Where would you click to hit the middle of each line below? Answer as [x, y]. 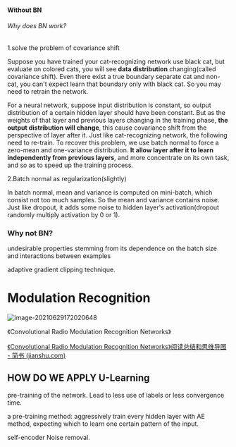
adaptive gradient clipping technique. [61, 270]
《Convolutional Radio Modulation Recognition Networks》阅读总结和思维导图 [117, 347]
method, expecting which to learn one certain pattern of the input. [103, 424]
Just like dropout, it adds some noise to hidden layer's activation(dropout [113, 207]
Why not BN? [30, 233]
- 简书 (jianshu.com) [37, 355]
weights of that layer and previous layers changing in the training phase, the [118, 120]
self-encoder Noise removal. [49, 437]
